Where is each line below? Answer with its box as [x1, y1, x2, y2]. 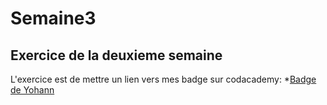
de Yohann [10, 84, 55, 96]
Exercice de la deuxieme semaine [10, 47, 223, 64]
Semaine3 [10, 7, 97, 30]
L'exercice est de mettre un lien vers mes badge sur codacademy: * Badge [10, 73, 317, 85]
